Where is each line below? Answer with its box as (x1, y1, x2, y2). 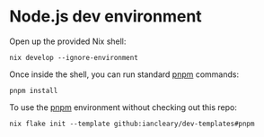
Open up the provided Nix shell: (9, 36, 127, 47)
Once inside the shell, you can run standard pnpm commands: (9, 69, 240, 80)
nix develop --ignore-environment (9, 53, 139, 62)
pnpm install (9, 86, 58, 95)
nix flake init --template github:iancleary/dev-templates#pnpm (9, 119, 255, 128)
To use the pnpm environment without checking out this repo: (9, 101, 238, 113)
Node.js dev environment (9, 6, 202, 27)
